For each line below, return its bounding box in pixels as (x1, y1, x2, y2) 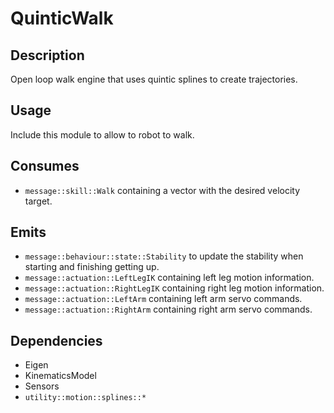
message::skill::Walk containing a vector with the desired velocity (24, 184, 301, 196)
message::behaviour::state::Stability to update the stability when (24, 250, 304, 262)
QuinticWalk (10, 7, 114, 30)
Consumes (10, 158, 80, 175)
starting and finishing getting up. (24, 261, 160, 273)
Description (10, 47, 85, 64)
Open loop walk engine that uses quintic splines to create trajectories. (10, 73, 298, 85)
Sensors (24, 380, 60, 392)
